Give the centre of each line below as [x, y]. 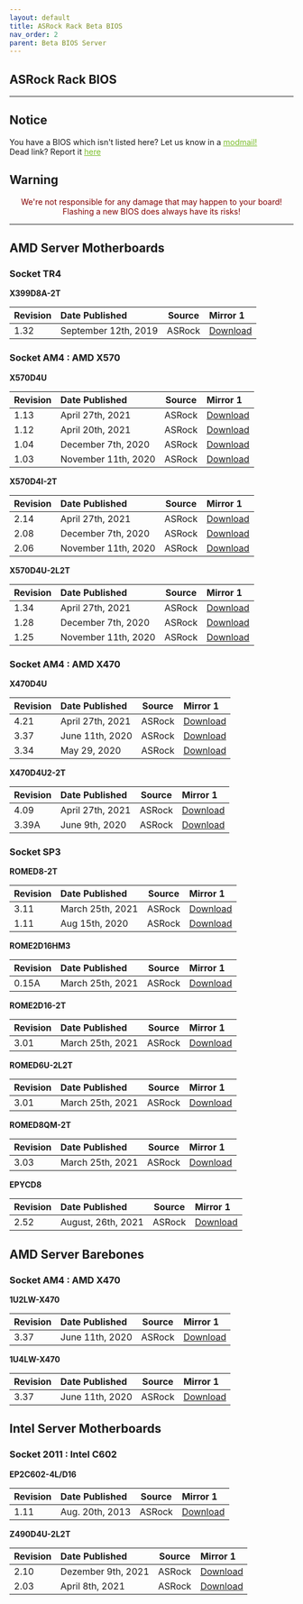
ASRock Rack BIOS [63, 79]
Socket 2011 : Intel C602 [63, 1454]
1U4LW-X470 [35, 1359]
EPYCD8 [26, 1185]
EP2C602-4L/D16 [43, 1474]
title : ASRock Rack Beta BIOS [66, 26]
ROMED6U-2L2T [41, 1066]
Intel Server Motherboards [86, 1429]
